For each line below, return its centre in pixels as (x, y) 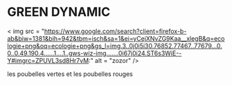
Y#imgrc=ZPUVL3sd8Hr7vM (48, 60)
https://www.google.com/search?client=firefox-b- (115, 31)
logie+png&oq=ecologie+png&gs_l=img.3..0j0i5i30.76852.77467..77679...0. (115, 46)
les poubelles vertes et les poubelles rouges (70, 74)
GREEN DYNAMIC (59, 12)
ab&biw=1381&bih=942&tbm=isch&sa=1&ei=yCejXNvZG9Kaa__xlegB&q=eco (116, 38)
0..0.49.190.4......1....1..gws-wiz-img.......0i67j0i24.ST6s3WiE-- (95, 53)
